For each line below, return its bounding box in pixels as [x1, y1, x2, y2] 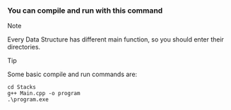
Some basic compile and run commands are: [7, 70, 138, 79]
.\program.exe [7, 96, 49, 104]
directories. [7, 43, 41, 51]
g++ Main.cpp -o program [7, 90, 81, 97]
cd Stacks [7, 84, 37, 91]
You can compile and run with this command [7, 6, 163, 16]
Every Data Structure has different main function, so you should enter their [7, 35, 225, 44]
